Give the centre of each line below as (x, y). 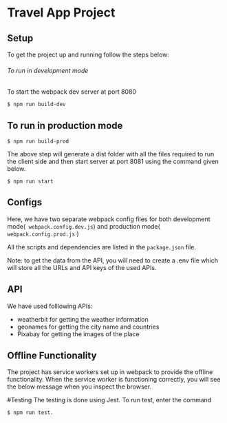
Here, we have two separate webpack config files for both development (109, 219)
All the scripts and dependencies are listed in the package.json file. (101, 247)
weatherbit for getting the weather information (83, 319)
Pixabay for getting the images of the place (78, 334)
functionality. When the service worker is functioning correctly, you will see (114, 380)
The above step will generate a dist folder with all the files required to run (111, 154)
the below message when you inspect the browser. (79, 386)
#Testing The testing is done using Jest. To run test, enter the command (109, 400)
